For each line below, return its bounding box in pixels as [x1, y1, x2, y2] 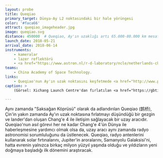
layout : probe [5, 7, 34, 12]
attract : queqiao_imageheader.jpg [5, 25, 75, 30]
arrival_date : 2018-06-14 [5, 43, 57, 48]
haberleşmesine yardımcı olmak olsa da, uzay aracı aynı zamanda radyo [5, 127, 149, 133]
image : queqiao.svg [5, 29, 45, 34]
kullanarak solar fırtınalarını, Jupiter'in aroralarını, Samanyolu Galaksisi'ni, [5, 137, 151, 143]
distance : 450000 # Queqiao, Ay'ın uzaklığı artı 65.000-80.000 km [5, 34, 147, 39]
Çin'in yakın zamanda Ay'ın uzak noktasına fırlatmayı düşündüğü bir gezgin [5, 112, 155, 117]
